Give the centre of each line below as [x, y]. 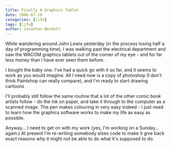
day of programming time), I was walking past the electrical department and [85, 49]
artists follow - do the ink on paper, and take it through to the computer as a [85, 102]
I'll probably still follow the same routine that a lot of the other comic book [83, 96]
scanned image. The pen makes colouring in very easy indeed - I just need [84, 107]
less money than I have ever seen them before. [55, 60]
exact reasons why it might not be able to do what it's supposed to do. [80, 139]
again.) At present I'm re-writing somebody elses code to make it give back [85, 133]
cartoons [15, 86]
